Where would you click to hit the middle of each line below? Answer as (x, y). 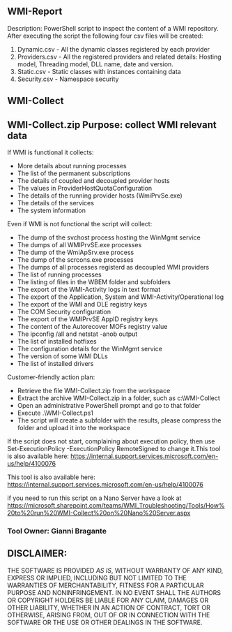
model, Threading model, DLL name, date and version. (95, 64)
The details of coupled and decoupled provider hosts (93, 181)
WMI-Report (35, 12)
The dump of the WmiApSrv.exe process (76, 252)
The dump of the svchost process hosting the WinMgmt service (109, 237)
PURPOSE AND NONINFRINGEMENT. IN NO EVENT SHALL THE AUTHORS (114, 592)
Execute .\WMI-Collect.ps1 (55, 413)
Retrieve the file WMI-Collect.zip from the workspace (94, 391)
